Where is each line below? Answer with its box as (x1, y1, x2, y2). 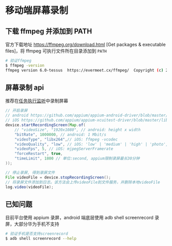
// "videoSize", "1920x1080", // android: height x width (14, 127, 141, 132)
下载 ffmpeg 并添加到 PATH (5, 27, 92, 36)
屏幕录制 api (5, 83, 45, 92)
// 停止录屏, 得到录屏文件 (5, 170, 55, 175)
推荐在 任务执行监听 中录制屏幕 (5, 98, 68, 104)
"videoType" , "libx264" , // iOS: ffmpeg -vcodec (14, 137, 118, 142)
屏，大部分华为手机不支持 (5, 221, 59, 227)
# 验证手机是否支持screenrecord (5, 231, 68, 237)
